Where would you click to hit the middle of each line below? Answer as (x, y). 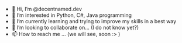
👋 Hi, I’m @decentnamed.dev (47, 9)
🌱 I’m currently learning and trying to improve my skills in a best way (94, 21)
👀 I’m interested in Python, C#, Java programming (72, 15)
